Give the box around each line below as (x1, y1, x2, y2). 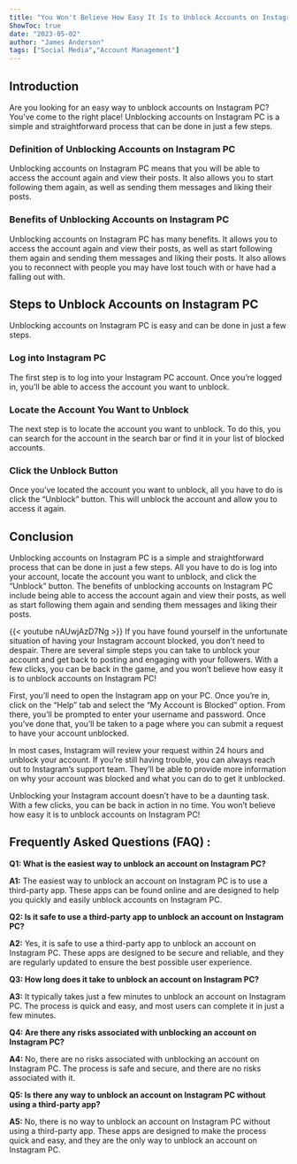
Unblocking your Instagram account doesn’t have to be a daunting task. (9, 790, 270, 801)
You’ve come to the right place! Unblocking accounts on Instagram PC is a (9, 112, 280, 122)
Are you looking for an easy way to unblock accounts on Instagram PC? (9, 102, 270, 112)
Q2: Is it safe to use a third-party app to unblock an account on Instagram (9, 911, 285, 921)
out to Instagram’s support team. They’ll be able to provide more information (9, 764, 286, 775)
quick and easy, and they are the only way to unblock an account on (9, 1135, 258, 1145)
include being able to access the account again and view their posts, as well (9, 590, 286, 601)
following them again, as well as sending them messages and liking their (9, 182, 272, 193)
